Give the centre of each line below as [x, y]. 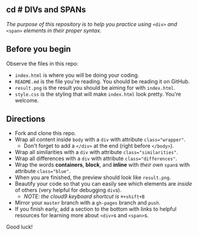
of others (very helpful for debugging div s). [68, 190]
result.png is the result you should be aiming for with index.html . [95, 87]
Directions [26, 119]
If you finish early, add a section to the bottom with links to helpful [95, 209]
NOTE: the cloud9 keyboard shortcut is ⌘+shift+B [84, 196]
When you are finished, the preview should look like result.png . [93, 177]
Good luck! [20, 227]
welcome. [27, 100]
